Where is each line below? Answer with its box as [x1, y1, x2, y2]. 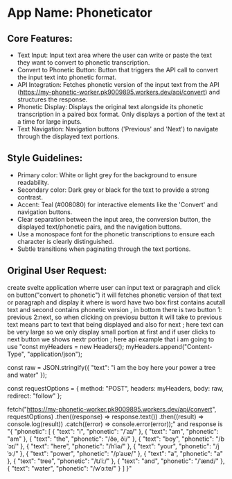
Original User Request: [7, 265, 107, 277]
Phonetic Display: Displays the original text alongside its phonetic [17, 103, 204, 111]
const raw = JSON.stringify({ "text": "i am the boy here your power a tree [7, 363, 216, 371]
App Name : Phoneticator [7, 5, 152, 21]
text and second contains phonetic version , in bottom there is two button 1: [7, 305, 222, 314]
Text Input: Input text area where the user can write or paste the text [17, 51, 213, 59]
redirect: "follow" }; [7, 391, 62, 400]
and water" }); [7, 371, 47, 379]
